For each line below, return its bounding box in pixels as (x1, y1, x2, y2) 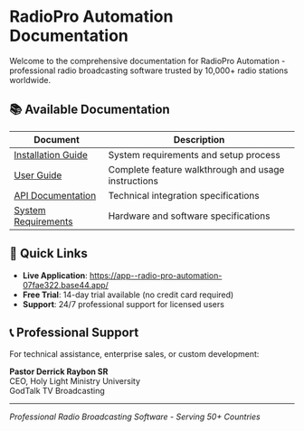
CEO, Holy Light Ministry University (9, 376, 141, 387)
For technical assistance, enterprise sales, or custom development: (9, 349, 260, 360)
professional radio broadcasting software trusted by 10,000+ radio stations (9, 65, 289, 76)
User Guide (14, 169, 62, 182)
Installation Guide (14, 148, 89, 161)
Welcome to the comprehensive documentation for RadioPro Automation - (9, 55, 286, 66)
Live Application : (22, 269, 88, 281)
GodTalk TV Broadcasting (9, 386, 106, 397)
